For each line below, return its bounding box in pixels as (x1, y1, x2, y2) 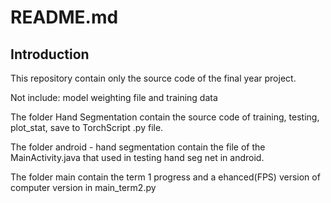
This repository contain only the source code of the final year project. (10, 72, 297, 84)
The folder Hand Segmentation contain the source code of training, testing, (10, 111, 320, 123)
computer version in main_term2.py (10, 182, 157, 193)
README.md (10, 6, 119, 29)
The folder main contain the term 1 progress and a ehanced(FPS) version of (10, 171, 321, 183)
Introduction (10, 46, 90, 63)
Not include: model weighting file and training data (10, 92, 218, 103)
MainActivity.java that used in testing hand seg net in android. (10, 152, 265, 163)
